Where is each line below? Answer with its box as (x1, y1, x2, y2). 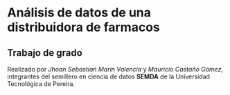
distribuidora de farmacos (7, 19, 161, 35)
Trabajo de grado (7, 47, 83, 59)
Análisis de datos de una (7, 5, 151, 21)
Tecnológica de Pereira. (7, 80, 75, 87)
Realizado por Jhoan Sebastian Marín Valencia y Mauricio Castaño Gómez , (7, 65, 224, 73)
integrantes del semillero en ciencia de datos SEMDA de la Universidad (7, 72, 210, 81)
